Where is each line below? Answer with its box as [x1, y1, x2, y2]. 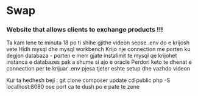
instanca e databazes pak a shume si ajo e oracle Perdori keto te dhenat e [6, 58, 192, 66]
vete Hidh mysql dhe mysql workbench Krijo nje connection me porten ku [6, 46, 191, 53]
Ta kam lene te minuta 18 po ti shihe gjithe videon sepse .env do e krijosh [6, 39, 190, 46]
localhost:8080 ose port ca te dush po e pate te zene [6, 83, 140, 91]
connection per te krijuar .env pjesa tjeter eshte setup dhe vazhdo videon [6, 65, 191, 72]
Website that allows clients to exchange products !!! [6, 26, 163, 34]
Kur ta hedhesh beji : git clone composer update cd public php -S [6, 77, 171, 84]
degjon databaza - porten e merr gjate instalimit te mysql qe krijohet [6, 52, 177, 60]
